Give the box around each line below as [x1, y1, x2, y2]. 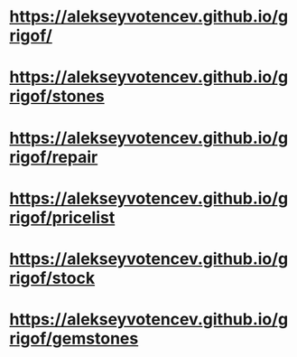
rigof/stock [9, 268, 96, 288]
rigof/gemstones [9, 328, 139, 349]
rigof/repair [9, 146, 98, 167]
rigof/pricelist [9, 207, 116, 228]
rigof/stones [9, 86, 106, 107]
